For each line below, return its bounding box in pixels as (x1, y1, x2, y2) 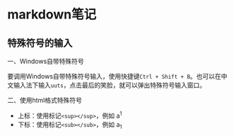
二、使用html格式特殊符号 (7, 96, 83, 104)
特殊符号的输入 (7, 37, 73, 49)
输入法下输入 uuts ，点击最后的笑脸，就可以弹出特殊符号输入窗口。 (13, 81, 206, 89)
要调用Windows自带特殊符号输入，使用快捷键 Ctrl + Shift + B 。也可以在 (7, 72, 221, 80)
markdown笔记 (7, 6, 97, 23)
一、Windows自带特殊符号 (7, 57, 85, 65)
